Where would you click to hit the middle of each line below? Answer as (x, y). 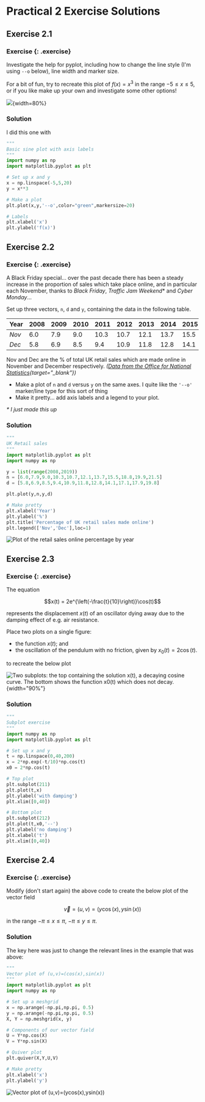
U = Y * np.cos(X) (27, 1036)
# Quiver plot (24, 1052)
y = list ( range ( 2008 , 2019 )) (42, 472)
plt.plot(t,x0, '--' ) (33, 824)
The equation (23, 590)
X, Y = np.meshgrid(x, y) (39, 1019)
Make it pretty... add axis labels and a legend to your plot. (87, 397)
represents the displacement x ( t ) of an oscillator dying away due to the (95, 613)
